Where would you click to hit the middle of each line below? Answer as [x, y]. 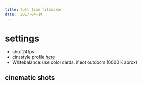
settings [22, 38]
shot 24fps [23, 52]
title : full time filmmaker [34, 10]
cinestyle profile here [33, 57]
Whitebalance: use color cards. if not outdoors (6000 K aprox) [75, 62]
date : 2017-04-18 [24, 14]
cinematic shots [30, 77]
